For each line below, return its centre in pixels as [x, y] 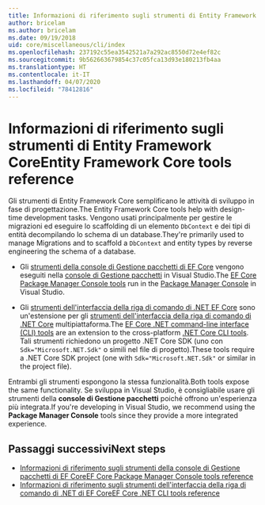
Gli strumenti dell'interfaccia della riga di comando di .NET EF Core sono [137, 308]
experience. [28, 424]
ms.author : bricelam [42, 30]
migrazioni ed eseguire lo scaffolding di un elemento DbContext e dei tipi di [129, 226]
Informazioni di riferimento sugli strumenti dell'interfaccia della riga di [133, 485]
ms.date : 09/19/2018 [42, 38]
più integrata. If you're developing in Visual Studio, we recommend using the [132, 407]
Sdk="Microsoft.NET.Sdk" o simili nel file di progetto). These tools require [137, 350]
